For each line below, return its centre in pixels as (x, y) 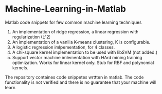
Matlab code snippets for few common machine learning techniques (73, 22)
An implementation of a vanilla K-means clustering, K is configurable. (81, 42)
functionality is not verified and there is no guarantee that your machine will (81, 82)
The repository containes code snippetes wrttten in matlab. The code (74, 77)
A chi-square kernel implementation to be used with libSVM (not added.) (85, 52)
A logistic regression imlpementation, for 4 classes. (63, 47)
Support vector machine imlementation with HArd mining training (77, 57)
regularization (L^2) (31, 37)
